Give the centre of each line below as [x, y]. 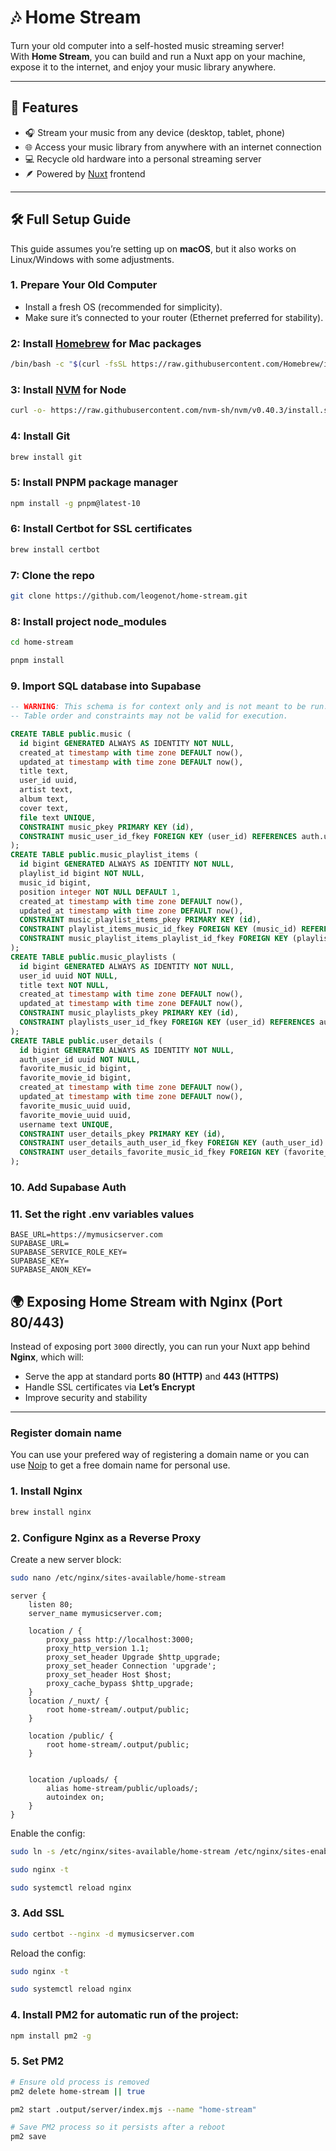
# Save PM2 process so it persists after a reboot [118, 2127]
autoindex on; [75, 1797]
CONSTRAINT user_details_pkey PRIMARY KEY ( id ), [122, 1134]
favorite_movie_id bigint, [75, 1078]
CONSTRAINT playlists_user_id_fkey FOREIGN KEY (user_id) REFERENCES [167, 1022]
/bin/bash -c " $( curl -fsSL [69, 364]
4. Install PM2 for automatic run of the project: [125, 2015]
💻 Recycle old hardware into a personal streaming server [143, 158]
